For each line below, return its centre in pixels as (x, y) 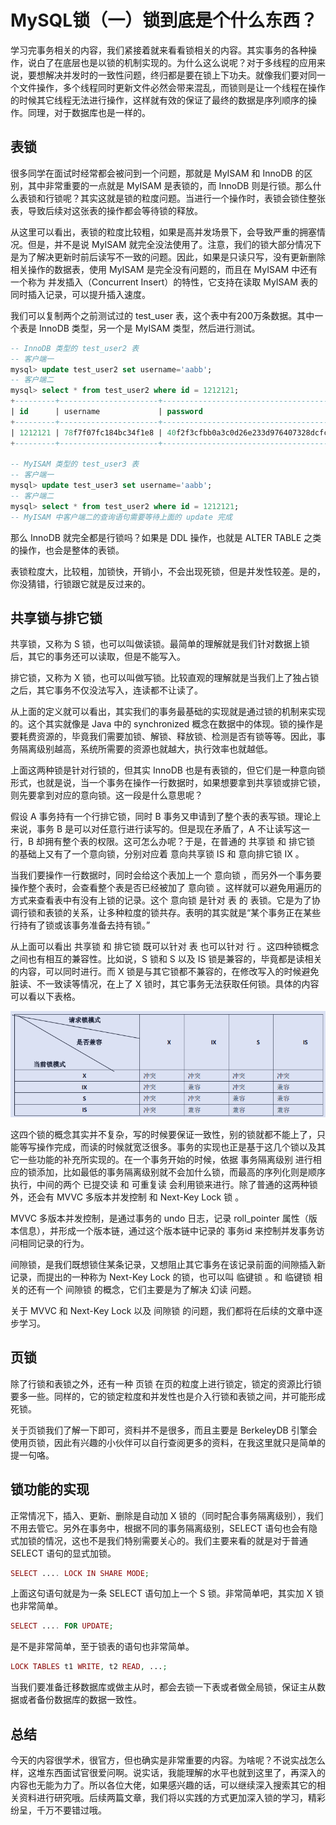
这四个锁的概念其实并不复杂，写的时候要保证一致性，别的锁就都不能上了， (163, 1134)
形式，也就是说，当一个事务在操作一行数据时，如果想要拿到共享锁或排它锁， (168, 783)
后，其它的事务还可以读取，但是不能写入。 (98, 657)
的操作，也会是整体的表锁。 (67, 550)
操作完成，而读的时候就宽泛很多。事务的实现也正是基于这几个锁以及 (176, 1147)
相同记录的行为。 (54, 1243)
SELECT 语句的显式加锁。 (63, 1553)
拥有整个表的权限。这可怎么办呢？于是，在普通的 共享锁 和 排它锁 (179, 842)
